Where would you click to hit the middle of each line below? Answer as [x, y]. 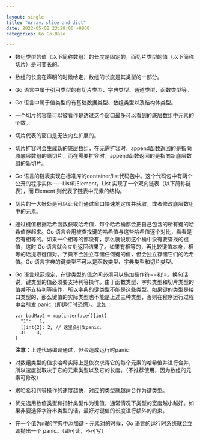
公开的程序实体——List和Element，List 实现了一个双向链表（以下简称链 [103, 184]
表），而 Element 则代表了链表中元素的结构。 [70, 191]
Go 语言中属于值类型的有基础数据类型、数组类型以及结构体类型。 [95, 103]
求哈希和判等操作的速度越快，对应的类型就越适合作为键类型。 [91, 390]
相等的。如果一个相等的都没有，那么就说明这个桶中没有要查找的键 [107, 239]
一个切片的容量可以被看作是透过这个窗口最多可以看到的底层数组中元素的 [104, 115]
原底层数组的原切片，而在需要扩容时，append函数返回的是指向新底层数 [103, 156]
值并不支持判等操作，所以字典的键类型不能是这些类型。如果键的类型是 [102, 289]
